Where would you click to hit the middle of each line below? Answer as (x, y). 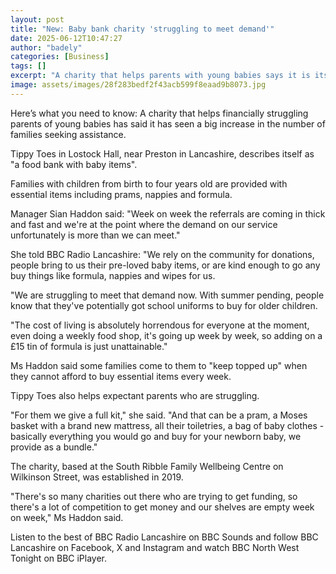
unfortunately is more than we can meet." (95, 235)
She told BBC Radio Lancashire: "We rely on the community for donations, (162, 254)
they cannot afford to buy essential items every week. (121, 376)
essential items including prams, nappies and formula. (121, 194)
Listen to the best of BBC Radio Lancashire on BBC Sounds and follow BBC (164, 537)
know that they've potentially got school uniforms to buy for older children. (164, 305)
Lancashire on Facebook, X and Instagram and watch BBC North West (155, 547)
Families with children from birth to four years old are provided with (149, 183)
